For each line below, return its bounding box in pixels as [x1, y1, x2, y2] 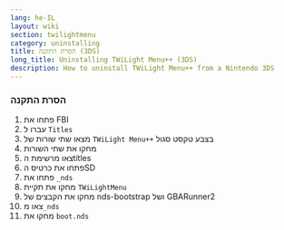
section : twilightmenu [10, 30, 96, 39]
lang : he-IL [10, 13, 55, 23]
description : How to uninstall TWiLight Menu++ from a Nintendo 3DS [10, 64, 275, 73]
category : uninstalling [10, 38, 101, 48]
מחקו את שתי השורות [23, 143, 97, 154]
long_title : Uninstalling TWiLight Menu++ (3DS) [10, 55, 198, 64]
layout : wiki [10, 22, 60, 31]
